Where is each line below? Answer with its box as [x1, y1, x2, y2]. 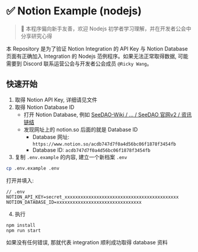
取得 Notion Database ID [14, 103, 75, 111]
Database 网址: [32, 133, 69, 141]
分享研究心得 [20, 32, 52, 39]
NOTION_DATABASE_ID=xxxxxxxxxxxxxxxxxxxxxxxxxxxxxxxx [6, 199, 142, 205]
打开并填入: [6, 177, 34, 184]
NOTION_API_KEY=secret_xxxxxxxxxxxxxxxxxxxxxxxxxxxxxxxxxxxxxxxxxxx [6, 194, 179, 200]
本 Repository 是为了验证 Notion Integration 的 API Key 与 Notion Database [6, 45, 188, 52]
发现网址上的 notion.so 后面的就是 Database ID [23, 126, 138, 133]
